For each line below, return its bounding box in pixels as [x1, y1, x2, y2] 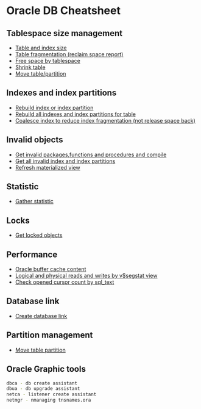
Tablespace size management [6, 28, 123, 38]
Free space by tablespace [15, 57, 80, 64]
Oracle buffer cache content [15, 266, 86, 273]
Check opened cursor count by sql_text [15, 278, 115, 286]
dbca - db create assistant [6, 380, 78, 386]
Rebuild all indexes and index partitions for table [15, 110, 136, 118]
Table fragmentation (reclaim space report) [15, 51, 124, 58]
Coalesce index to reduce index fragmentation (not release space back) [15, 117, 196, 124]
